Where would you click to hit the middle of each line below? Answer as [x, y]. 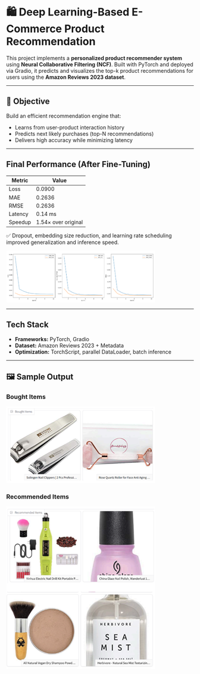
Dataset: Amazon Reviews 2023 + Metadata [69, 345]
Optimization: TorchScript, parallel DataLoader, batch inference [93, 352]
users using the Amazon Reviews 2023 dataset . [66, 77]
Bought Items [26, 397]
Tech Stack [27, 325]
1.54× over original [60, 222]
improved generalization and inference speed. [62, 242]
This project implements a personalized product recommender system [94, 58]
